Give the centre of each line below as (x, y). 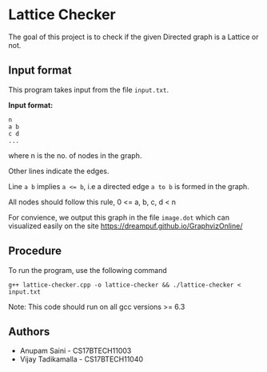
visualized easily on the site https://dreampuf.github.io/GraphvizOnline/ (126, 226)
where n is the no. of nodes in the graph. (75, 155)
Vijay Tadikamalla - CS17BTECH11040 (82, 359)
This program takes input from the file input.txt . (89, 89)
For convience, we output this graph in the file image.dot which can (119, 217)
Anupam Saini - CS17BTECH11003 (76, 351)
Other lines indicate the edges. (59, 171)
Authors (29, 332)
